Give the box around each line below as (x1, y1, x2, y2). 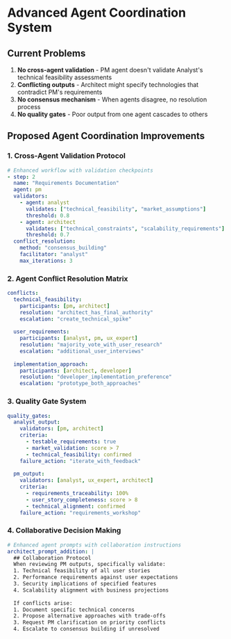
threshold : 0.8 (25, 212, 70, 219)
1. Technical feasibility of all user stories (13, 567, 151, 574)
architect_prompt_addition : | (7, 548, 95, 555)
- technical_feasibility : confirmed (25, 451, 132, 458)
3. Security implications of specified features (13, 581, 157, 588)
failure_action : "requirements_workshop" (19, 509, 141, 516)
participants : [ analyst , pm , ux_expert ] (19, 335, 138, 342)
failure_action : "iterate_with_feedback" (19, 458, 141, 464)
